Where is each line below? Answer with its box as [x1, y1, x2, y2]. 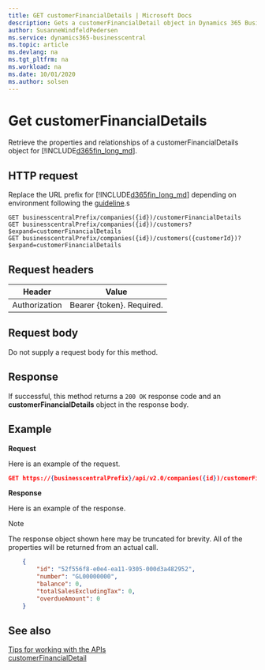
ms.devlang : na [8, 48, 58, 56]
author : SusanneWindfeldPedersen [8, 26, 118, 34]
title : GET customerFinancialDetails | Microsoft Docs [8, 11, 192, 20]
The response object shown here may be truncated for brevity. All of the [8, 534, 243, 544]
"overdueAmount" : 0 [36, 594, 101, 603]
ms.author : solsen [8, 77, 69, 85]
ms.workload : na [8, 63, 62, 71]
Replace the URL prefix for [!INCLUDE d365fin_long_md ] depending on [8, 190, 237, 200]
